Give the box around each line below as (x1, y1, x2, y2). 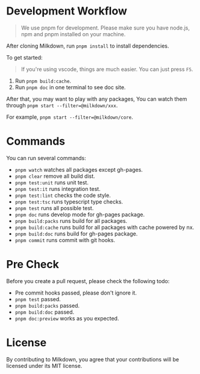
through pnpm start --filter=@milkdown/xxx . (6, 101, 118, 109)
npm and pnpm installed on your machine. (20, 30, 126, 37)
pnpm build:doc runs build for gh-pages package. (14, 230, 138, 237)
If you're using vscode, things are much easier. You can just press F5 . (20, 65, 193, 73)
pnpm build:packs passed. (14, 302, 80, 309)
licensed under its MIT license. (6, 362, 83, 369)
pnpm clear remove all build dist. (14, 172, 95, 179)
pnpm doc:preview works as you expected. (14, 314, 119, 322)
